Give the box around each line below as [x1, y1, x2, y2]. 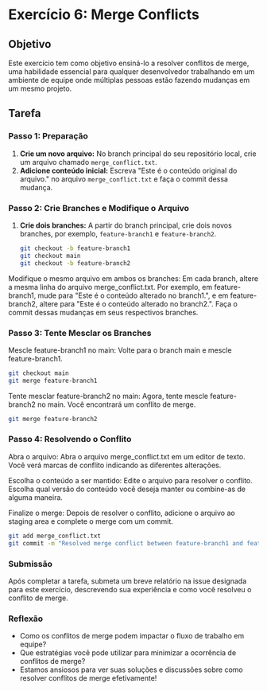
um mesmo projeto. [8, 84, 72, 93]
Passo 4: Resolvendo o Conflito [8, 434, 132, 445]
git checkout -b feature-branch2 [19, 259, 131, 267]
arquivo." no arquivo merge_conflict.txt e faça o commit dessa [19, 174, 229, 184]
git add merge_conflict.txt [8, 532, 102, 540]
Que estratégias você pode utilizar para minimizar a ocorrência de [19, 648, 237, 658]
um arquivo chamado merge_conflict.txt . [19, 157, 157, 166]
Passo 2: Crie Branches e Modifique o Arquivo [8, 202, 189, 213]
